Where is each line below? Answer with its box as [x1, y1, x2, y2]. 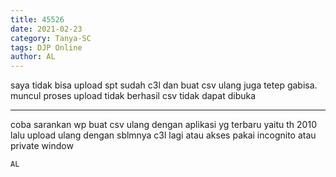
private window [10, 140, 74, 152]
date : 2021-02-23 [10, 24, 83, 34]
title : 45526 [10, 14, 65, 25]
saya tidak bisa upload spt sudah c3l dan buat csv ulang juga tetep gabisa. [10, 79, 318, 91]
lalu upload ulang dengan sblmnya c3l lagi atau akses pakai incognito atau [10, 129, 317, 141]
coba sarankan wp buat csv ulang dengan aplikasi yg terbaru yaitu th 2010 [10, 119, 317, 131]
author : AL [10, 52, 56, 62]
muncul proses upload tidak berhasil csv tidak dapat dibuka [10, 90, 257, 102]
